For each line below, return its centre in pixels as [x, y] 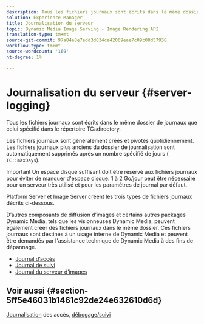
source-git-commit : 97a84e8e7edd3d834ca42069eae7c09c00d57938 [87, 40]
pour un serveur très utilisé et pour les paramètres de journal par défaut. [97, 184]
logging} [28, 105]
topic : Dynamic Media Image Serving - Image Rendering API [83, 29]
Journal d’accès [35, 258]
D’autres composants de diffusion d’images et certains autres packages [96, 215]
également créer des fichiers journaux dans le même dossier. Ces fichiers [99, 227]
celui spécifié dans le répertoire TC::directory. [64, 129]
